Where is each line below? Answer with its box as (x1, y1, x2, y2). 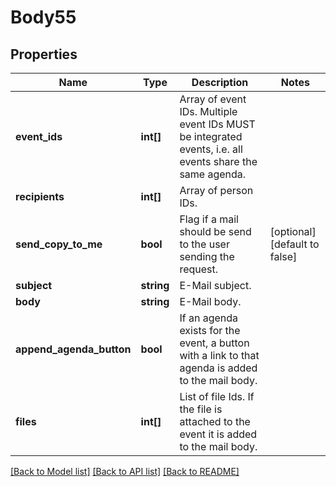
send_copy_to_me (15, 237, 103, 251)
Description (191, 76, 249, 89)
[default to (269, 237, 320, 251)
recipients (15, 190, 65, 203)
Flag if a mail (179, 212, 239, 226)
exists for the (179, 324, 241, 337)
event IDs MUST (179, 117, 256, 131)
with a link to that (179, 349, 260, 362)
